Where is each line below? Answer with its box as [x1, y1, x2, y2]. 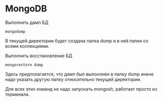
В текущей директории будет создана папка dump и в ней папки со [5, 38, 149, 44]
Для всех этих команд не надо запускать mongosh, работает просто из [5, 86, 158, 92]
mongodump [5, 29, 26, 34]
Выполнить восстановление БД [5, 53, 73, 59]
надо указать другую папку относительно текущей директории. [5, 76, 142, 82]
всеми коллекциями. [5, 43, 50, 49]
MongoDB [5, 3, 47, 14]
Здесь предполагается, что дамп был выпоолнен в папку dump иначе [5, 71, 154, 77]
